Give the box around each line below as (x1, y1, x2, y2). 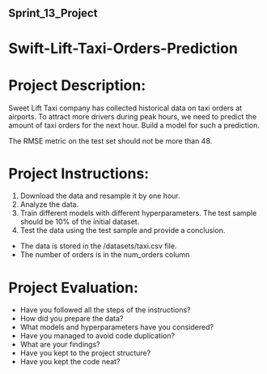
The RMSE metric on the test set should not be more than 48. (8, 135, 213, 145)
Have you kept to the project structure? (19, 348, 151, 358)
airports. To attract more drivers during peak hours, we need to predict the (8, 111, 257, 121)
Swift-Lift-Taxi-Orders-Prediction (8, 39, 239, 58)
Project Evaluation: (8, 278, 139, 297)
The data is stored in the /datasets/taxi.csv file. (19, 241, 177, 251)
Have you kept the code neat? (19, 357, 121, 367)
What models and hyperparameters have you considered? (19, 322, 214, 332)
